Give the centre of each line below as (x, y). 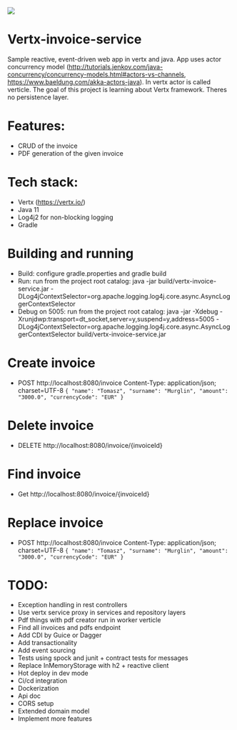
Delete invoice (51, 425)
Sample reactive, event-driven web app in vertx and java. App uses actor (115, 59)
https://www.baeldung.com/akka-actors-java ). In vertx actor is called (109, 81)
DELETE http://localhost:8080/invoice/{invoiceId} (90, 445)
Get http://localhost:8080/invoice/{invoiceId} (84, 494)
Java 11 (28, 209)
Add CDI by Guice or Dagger (60, 635)
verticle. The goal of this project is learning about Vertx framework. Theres (117, 89)
